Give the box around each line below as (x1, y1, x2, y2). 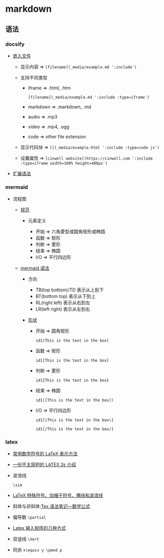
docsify (5, 41, 25, 48)
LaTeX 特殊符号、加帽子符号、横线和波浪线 (12, 492, 103, 499)
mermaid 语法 (20, 265, 50, 271)
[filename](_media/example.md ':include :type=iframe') (28, 94, 150, 100)
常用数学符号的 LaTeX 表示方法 (12, 451, 78, 457)
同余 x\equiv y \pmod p (12, 547, 62, 553)
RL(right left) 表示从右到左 (35, 300, 90, 306)
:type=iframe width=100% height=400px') (20, 161, 108, 166)
